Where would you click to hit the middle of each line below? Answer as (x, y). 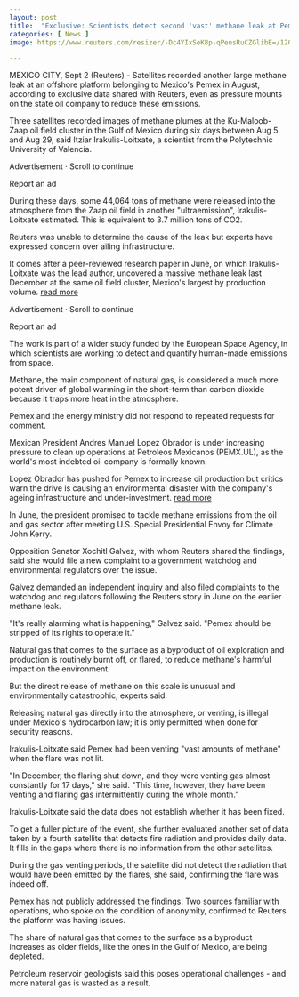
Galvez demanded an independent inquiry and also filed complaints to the (145, 587)
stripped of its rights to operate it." (72, 633)
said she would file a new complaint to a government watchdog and (133, 560)
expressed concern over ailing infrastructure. (92, 246)
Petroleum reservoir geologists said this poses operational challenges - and (148, 974)
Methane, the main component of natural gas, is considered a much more (144, 380)
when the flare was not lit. (57, 759)
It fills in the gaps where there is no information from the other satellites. (141, 848)
